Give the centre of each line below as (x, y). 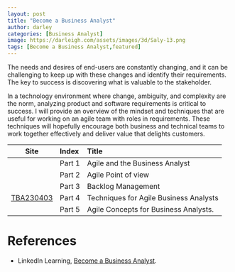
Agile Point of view (118, 175)
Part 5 (70, 209)
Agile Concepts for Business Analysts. (151, 209)
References (42, 241)
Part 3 (70, 186)
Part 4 (70, 198)
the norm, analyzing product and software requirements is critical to (107, 103)
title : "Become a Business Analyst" (61, 21)
